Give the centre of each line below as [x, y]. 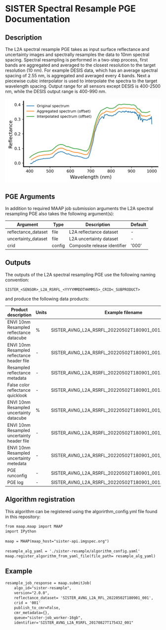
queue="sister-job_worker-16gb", [48, 618]
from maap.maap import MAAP [34, 526]
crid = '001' [27, 603]
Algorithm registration [40, 499]
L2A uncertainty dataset [94, 239]
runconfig [17, 475]
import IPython [21, 531]
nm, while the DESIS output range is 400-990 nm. [56, 91]
